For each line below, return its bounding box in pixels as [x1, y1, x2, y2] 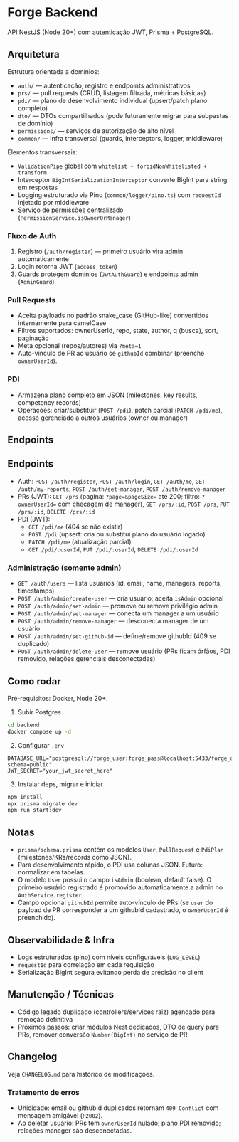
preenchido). [17, 914, 55, 922]
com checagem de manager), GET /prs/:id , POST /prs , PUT [58, 499, 230, 508]
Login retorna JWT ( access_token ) [17, 263, 117, 271]
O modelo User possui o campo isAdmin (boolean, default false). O [17, 876, 212, 884]
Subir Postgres [17, 707, 62, 716]
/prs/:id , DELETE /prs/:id [17, 507, 95, 516]
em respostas [17, 183, 58, 191]
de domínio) [17, 119, 53, 127]
